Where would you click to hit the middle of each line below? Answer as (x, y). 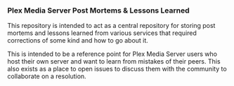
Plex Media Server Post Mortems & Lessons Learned (98, 10)
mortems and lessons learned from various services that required (102, 33)
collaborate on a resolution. (47, 76)
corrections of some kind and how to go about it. (78, 41)
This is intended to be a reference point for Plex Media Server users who (112, 54)
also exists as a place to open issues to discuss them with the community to (117, 69)
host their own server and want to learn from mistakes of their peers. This (114, 62)
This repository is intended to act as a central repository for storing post (111, 26)
